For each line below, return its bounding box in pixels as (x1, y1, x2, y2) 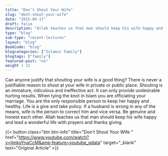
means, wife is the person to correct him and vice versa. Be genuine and (5, 108, 155, 115)
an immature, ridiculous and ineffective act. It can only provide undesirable (5, 87, 160, 93)
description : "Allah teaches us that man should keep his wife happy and (5, 26, 163, 31)
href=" (5, 134, 19, 140)
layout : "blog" (5, 40, 37, 45)
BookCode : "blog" (5, 44, 42, 49)
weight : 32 (5, 63, 30, 68)
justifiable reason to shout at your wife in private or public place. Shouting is (5, 82, 163, 88)
